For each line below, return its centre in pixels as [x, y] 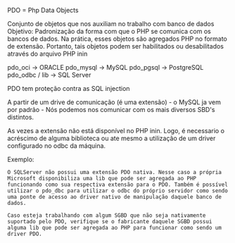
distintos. [20, 117]
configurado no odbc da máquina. [57, 146]
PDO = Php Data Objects [43, 10]
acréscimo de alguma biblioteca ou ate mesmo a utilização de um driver [112, 138]
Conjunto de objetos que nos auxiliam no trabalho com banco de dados [111, 24]
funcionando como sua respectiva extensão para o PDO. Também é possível [118, 185]
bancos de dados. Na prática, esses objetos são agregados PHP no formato [117, 39]
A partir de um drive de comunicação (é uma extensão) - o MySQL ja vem [114, 102]
